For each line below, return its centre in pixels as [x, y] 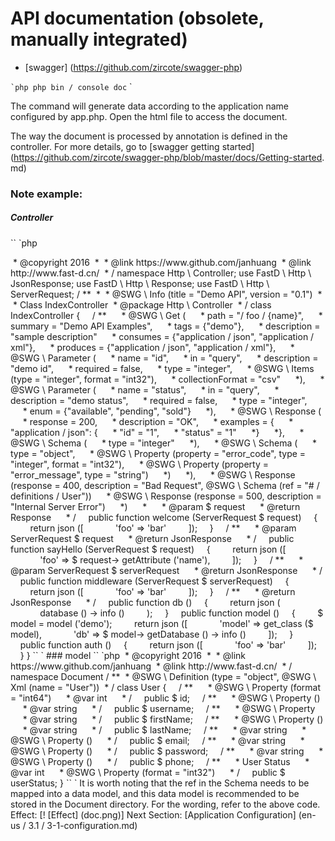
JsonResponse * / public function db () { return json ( [145, 602]
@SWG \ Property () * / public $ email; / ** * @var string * [157, 740]
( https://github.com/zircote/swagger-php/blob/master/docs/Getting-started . [167, 157]
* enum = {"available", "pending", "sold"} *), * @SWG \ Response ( [172, 411]
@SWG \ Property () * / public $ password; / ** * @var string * [167, 751]
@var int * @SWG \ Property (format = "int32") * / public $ [148, 772]
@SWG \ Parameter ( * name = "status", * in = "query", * [145, 389]
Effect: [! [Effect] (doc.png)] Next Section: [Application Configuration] [153, 814]
